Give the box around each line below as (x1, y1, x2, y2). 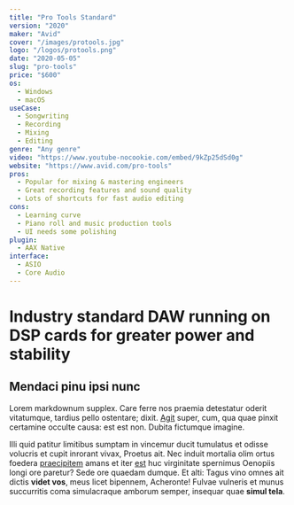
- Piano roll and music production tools (17, 219, 173, 228)
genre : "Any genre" (9, 144, 81, 153)
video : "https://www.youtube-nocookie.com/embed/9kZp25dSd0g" (9, 152, 244, 162)
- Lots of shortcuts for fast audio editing (17, 194, 184, 204)
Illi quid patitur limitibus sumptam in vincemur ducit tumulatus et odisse (9, 439, 268, 449)
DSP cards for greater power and (9, 325, 255, 346)
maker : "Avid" (9, 29, 62, 38)
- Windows (17, 87, 53, 96)
